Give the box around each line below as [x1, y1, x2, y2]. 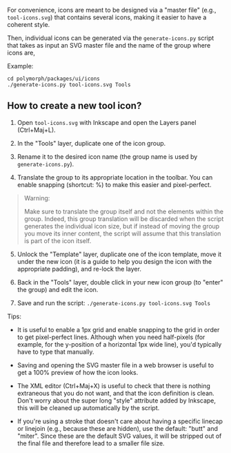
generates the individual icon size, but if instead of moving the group [23, 222, 220, 230]
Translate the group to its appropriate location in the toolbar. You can [17, 173, 213, 182]
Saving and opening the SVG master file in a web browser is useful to [17, 360, 214, 369]
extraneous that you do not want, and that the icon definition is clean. [17, 389, 215, 397]
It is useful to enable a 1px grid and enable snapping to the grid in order [17, 325, 220, 334]
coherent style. [7, 21, 50, 28]
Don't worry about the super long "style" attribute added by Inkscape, [17, 396, 216, 405]
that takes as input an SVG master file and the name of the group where [7, 41, 211, 49]
